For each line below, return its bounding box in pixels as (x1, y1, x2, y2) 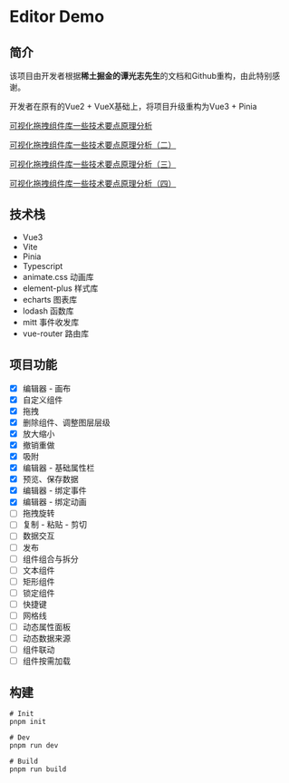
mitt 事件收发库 (22, 316, 80, 327)
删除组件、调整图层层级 (22, 417, 111, 428)
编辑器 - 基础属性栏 (22, 462, 95, 473)
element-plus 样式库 (22, 283, 99, 294)
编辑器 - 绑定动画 (22, 497, 88, 507)
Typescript (22, 260, 63, 271)
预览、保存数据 (22, 474, 79, 485)
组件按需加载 (22, 655, 71, 667)
